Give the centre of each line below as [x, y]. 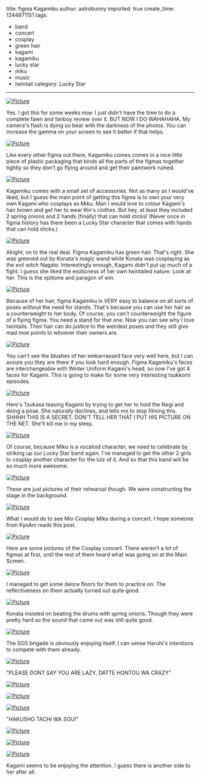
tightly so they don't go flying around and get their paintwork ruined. [91, 168]
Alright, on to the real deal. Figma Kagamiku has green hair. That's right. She [100, 252]
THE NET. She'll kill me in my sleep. [50, 424]
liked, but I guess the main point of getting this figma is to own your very [95, 197]
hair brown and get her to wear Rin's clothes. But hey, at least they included [99, 210]
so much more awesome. [37, 466]
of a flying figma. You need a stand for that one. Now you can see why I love [100, 320]
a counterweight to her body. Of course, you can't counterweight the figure [99, 313]
